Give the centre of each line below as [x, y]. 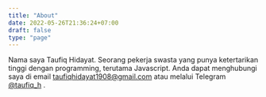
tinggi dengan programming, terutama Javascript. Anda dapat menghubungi [133, 69]
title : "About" [33, 15]
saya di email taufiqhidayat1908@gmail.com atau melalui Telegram [117, 76]
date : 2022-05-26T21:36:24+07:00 [64, 23]
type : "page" [30, 37]
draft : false [30, 30]
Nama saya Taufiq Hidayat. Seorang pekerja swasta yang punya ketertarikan [133, 60]
